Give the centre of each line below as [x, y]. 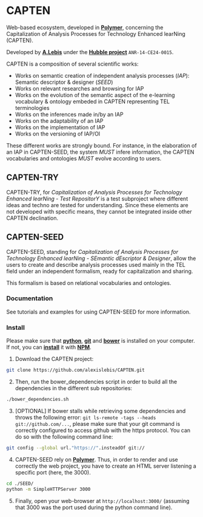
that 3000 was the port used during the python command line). [94, 507]
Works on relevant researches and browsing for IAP [79, 88]
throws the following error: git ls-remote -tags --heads [85, 417]
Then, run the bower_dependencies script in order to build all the [96, 382]
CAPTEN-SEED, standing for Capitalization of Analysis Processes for [92, 252]
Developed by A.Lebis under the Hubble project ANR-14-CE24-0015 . [90, 52]
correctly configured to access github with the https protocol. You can [103, 430]
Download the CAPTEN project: [54, 359]
